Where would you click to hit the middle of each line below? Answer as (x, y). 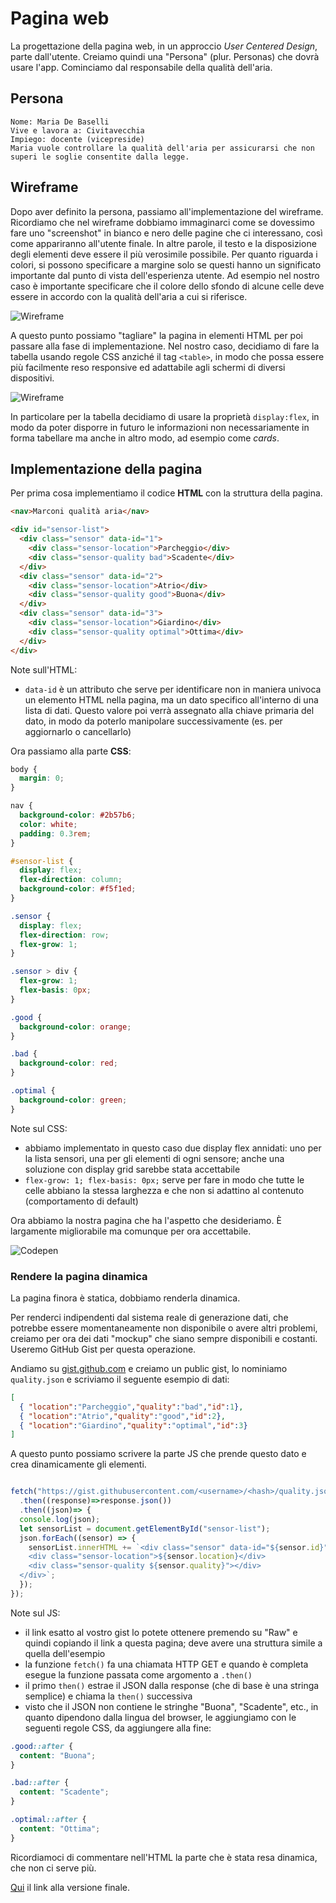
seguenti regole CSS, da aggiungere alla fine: (118, 1728)
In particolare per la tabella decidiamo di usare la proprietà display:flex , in (165, 416)
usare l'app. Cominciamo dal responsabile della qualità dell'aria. (141, 67)
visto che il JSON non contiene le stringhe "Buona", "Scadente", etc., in (171, 1706)
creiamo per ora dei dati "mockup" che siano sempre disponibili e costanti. (164, 1338)
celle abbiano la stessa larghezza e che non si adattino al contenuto (164, 1190)
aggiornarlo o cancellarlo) (78, 731)
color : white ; (48, 824)
